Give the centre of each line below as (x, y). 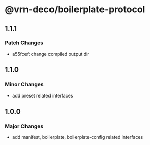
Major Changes (24, 126)
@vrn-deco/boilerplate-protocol (75, 9)
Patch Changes (24, 43)
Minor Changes (24, 84)
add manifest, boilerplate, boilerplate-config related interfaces (78, 137)
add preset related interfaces (43, 95)
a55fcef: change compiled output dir (51, 54)
